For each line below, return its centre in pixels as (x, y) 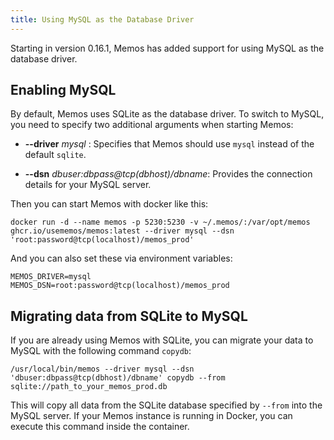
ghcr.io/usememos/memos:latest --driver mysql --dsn (122, 231)
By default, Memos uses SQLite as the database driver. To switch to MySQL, (167, 114)
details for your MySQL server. (88, 185)
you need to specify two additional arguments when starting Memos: (152, 125)
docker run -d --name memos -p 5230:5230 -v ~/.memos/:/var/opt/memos (160, 222)
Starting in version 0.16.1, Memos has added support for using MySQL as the (167, 48)
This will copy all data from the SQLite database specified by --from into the (166, 405)
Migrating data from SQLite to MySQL (129, 316)
